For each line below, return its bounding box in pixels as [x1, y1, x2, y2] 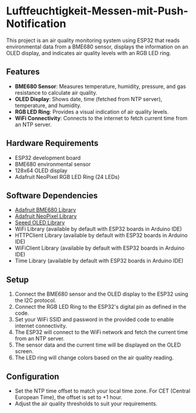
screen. [14, 348, 34, 355]
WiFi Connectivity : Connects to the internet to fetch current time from [14, 114, 188, 122]
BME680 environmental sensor [14, 160, 91, 168]
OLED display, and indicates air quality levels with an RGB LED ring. [6, 49, 172, 56]
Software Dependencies [6, 190, 98, 201]
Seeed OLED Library [14, 219, 66, 226]
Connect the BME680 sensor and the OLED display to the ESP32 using [14, 290, 189, 297]
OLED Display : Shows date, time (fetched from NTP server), [14, 95, 163, 102]
